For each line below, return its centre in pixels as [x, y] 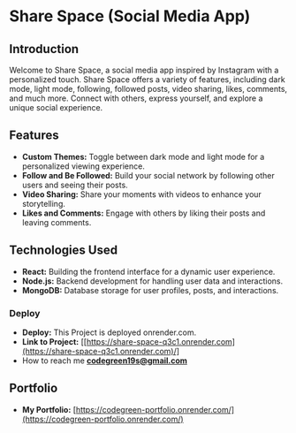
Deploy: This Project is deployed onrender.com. [109, 332]
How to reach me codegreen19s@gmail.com [105, 361]
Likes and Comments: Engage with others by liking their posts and [144, 213]
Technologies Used [63, 251]
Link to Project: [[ [54, 341]
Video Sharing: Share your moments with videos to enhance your [142, 194]
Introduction [44, 49]
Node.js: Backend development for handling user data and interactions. [152, 281]
